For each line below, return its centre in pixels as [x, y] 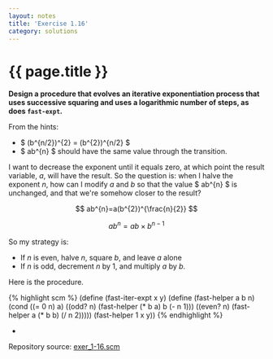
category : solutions [43, 31]
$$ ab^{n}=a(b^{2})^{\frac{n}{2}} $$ [136, 209]
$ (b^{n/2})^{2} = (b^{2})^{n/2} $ [75, 142]
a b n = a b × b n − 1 [136, 225]
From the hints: [34, 127]
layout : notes [32, 16]
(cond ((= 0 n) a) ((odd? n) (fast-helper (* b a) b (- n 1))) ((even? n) [119, 306]
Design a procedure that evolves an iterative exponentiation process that [134, 94]
